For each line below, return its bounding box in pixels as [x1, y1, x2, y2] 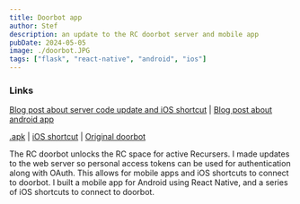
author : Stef [9, 21, 58, 30]
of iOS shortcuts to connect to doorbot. [9, 187, 155, 198]
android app [9, 114, 55, 125]
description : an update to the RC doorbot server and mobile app [9, 30, 259, 38]
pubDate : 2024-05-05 [9, 38, 87, 47]
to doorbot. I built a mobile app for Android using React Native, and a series [9, 177, 289, 188]
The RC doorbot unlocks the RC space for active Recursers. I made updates [9, 149, 290, 159]
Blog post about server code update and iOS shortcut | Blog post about [9, 105, 272, 115]
